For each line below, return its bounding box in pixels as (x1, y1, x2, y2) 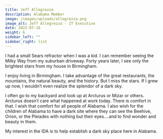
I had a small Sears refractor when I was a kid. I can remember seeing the (5, 53, 154, 58)
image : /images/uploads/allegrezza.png (5, 16, 87, 21)
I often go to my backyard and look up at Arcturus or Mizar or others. (5, 92, 144, 98)
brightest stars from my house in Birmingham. (5, 63, 98, 69)
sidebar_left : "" (5, 35, 41, 40)
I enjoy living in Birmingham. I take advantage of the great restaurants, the (5, 72, 155, 79)
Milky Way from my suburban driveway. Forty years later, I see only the (5, 57, 149, 64)
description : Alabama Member (5, 12, 65, 17)
